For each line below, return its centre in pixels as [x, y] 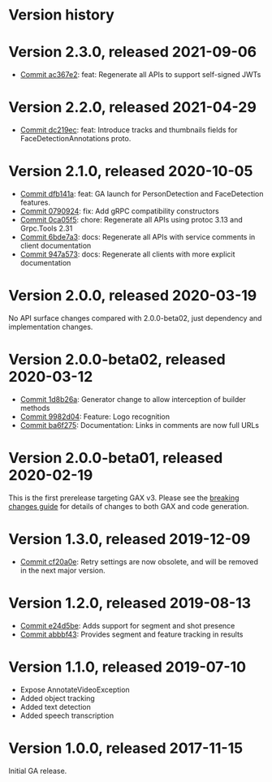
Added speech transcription [67, 715]
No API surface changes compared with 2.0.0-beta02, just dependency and [135, 318]
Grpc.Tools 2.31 [46, 228]
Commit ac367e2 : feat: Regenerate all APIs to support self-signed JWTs [140, 75]
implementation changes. [51, 326]
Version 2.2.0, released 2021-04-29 [133, 108]
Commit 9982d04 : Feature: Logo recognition [95, 417]
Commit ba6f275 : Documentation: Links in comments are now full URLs [140, 425]
